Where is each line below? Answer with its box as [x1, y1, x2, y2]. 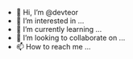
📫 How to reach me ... [15, 42, 91, 51]
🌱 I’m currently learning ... [15, 25, 102, 33]
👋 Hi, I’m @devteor [15, 8, 79, 17]
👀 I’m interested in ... [15, 16, 85, 26]
